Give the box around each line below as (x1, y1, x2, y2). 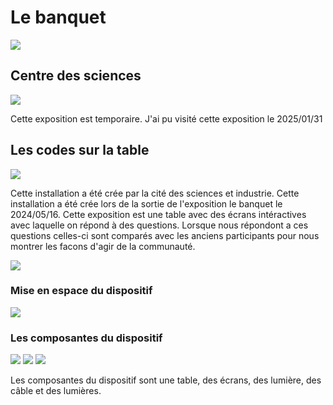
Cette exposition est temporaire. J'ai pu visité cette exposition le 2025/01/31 (10, 112, 323, 125)
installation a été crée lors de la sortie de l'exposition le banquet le (10, 197, 283, 210)
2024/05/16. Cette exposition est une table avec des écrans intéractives (10, 208, 307, 220)
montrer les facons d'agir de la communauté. (10, 240, 196, 252)
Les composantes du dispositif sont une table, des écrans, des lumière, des (10, 374, 322, 386)
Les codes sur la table (10, 142, 150, 159)
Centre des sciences (10, 67, 142, 85)
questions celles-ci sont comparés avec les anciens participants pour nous (10, 229, 320, 241)
